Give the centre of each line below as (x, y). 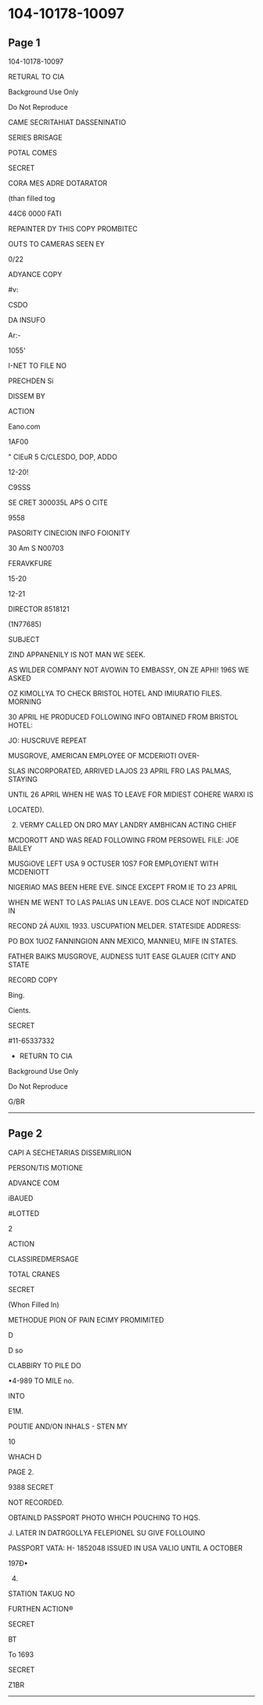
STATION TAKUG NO (42, 1594)
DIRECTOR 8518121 (39, 609)
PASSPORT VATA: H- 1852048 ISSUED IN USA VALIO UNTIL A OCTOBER (125, 1548)
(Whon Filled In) (34, 1305)
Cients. (20, 1010)
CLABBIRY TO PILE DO (45, 1365)
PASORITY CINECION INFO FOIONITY (69, 533)
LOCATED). (26, 810)
